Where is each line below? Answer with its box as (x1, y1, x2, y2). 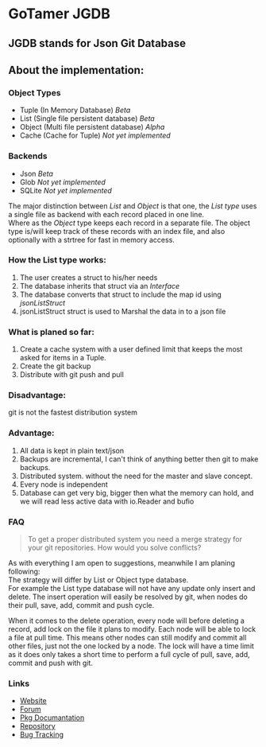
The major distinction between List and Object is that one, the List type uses (8, 200, 257, 211)
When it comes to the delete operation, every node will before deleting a (8, 616, 245, 625)
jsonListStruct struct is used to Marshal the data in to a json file (19, 306, 226, 316)
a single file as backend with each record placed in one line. (8, 209, 205, 219)
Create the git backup (19, 361, 91, 371)
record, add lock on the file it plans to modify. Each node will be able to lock (8, 624, 256, 634)
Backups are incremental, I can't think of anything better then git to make (19, 454, 259, 464)
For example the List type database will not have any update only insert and (8, 584, 256, 593)
